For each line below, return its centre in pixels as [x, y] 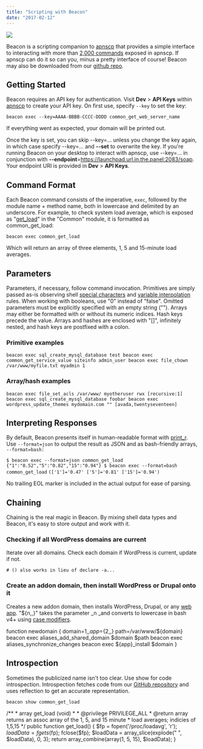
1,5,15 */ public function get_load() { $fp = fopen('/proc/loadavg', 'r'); [92, 726]
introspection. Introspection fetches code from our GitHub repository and [98, 684]
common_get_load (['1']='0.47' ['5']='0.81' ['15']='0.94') [83, 472]
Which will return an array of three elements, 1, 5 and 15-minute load [92, 248]
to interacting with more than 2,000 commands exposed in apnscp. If [92, 53]
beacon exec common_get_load [43, 237]
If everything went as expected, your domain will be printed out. [86, 128]
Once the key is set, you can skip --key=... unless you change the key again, [101, 140]
